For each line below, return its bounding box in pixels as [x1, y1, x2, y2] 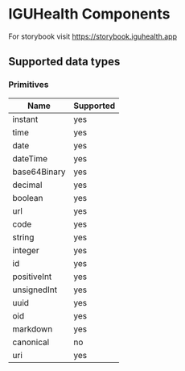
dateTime [12, 152, 48, 164]
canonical [12, 336, 50, 348]
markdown [12, 323, 53, 335]
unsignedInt [12, 284, 58, 295]
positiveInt [12, 271, 52, 282]
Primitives [8, 79, 49, 90]
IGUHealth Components [8, 5, 171, 23]
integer [12, 244, 39, 256]
